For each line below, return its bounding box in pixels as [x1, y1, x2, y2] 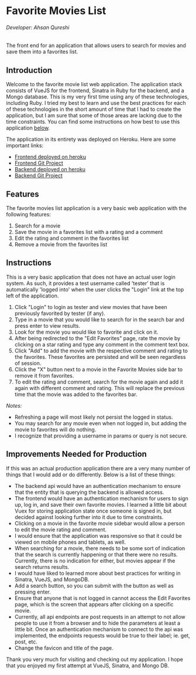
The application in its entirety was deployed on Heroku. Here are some [6, 136, 176, 143]
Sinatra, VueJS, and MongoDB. [14, 576, 90, 583]
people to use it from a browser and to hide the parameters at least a [14, 619, 180, 626]
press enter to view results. [14, 322, 81, 329]
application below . [6, 124, 50, 131]
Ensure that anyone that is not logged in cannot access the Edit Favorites [14, 594, 191, 602]
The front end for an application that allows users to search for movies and [6, 42, 186, 49]
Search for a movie [14, 222, 61, 229]
